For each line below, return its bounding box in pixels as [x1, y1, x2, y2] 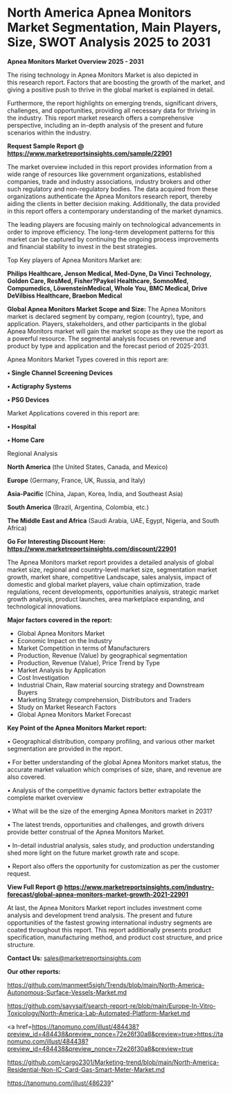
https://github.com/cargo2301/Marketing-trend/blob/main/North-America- [7, 1058, 220, 1066]
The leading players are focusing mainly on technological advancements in [7, 220, 221, 228]
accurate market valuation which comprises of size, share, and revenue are [7, 765, 222, 774]
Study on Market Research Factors [17, 703, 116, 711]
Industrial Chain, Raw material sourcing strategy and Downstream [17, 681, 204, 689]
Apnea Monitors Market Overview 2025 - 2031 [7, 57, 144, 65]
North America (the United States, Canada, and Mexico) [7, 463, 168, 471]
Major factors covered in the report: [7, 615, 112, 624]
